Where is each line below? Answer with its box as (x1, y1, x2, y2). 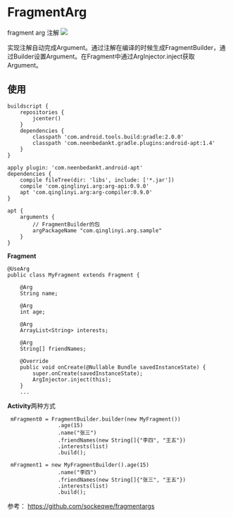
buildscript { (7, 103, 49, 110)
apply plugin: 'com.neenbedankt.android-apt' (7, 164, 143, 171)
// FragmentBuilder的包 (32, 221, 100, 228)
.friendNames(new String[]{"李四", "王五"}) (57, 437, 187, 444)
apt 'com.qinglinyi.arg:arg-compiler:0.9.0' (20, 189, 153, 196)
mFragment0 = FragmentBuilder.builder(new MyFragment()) (10, 416, 181, 423)
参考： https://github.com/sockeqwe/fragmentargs (7, 502, 155, 510)
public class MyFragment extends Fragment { (7, 272, 140, 279)
